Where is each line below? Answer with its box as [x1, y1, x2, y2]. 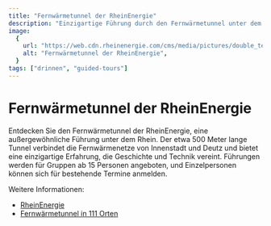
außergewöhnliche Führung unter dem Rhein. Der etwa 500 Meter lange [8, 134, 248, 144]
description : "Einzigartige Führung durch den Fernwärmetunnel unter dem [8, 19, 262, 27]
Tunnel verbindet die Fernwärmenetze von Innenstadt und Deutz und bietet [8, 143, 258, 153]
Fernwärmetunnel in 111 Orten [19, 208, 119, 218]
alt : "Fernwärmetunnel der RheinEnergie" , [23, 49, 168, 57]
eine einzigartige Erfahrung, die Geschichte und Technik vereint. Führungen [8, 151, 261, 161]
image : [8, 27, 31, 35]
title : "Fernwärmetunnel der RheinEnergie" [8, 11, 157, 20]
